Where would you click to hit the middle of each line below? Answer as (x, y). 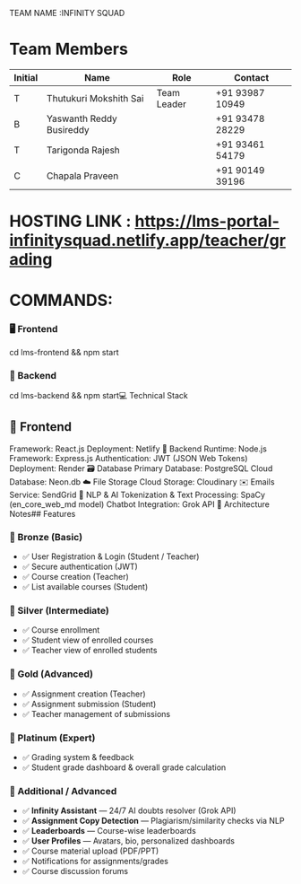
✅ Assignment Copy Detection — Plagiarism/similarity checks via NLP (153, 821)
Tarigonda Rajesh (83, 150)
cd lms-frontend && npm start (64, 352)
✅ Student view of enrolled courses (88, 640)
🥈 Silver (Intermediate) (59, 610)
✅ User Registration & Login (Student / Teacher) (111, 556)
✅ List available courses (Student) (85, 587)
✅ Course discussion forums (75, 871)
